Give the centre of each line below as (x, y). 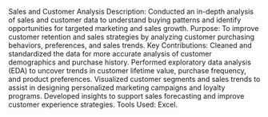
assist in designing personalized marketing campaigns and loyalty (117, 88)
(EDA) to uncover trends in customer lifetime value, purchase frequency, (127, 70)
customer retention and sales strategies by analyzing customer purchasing (131, 37)
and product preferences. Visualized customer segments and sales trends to (134, 79)
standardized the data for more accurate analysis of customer (110, 54)
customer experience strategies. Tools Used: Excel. (93, 104)
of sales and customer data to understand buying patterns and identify (125, 20)
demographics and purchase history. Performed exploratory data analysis (130, 62)
